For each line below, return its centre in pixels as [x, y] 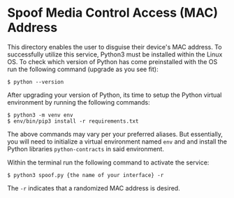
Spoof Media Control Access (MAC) [113, 13]
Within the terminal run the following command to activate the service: [108, 162]
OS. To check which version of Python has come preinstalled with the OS [112, 61]
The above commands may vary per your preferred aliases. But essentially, [115, 134]
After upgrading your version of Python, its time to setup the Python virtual [115, 95]
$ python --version [36, 82]
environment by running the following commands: [79, 102]
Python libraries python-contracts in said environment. [86, 148]
